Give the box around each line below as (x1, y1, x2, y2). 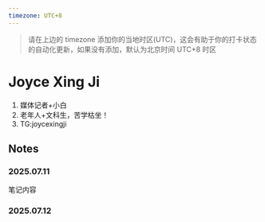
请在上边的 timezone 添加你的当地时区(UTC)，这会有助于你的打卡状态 (27, 34, 257, 44)
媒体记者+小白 (19, 100, 68, 110)
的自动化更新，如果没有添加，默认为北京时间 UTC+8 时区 (27, 45, 217, 54)
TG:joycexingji (19, 119, 67, 128)
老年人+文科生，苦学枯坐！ (19, 110, 109, 119)
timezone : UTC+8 (8, 11, 62, 20)
